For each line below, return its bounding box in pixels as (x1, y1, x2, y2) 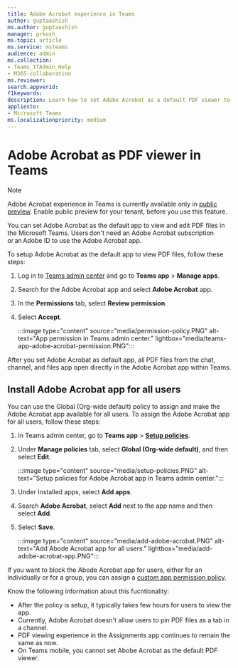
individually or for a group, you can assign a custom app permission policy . (7, 573, 227, 582)
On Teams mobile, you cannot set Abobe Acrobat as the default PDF (17, 646, 218, 655)
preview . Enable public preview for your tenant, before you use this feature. (7, 207, 227, 216)
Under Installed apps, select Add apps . (17, 488, 133, 496)
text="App (17, 334, 48, 343)
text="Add (17, 544, 48, 553)
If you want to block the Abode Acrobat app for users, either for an (7, 565, 202, 574)
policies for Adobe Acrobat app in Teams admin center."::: (54, 474, 224, 483)
